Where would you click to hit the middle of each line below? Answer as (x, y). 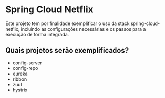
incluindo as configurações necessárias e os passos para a (83, 29)
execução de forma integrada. (37, 34)
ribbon (20, 79)
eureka (20, 73)
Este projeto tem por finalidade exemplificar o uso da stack (67, 23)
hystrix (20, 90)
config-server (27, 63)
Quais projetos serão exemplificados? (67, 50)
